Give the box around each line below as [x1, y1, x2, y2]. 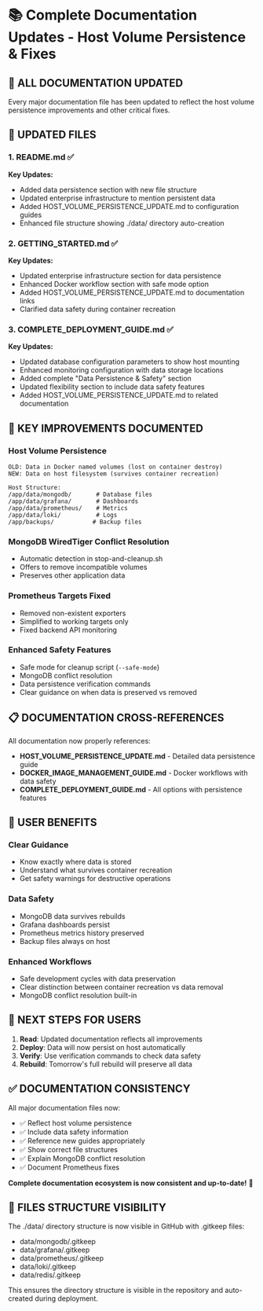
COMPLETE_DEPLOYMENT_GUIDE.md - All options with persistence [19, 784, 243, 794]
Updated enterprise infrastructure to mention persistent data [19, 193, 216, 203]
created [8, 1294, 34, 1303]
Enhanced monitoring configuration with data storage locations [19, 365, 224, 375]
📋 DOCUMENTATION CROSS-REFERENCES [8, 711, 225, 725]
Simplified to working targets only [19, 616, 129, 626]
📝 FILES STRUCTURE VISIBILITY [8, 1200, 166, 1214]
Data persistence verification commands [19, 679, 152, 689]
